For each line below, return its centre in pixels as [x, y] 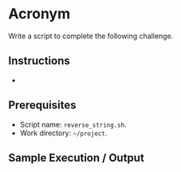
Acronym [39, 14]
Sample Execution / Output [77, 157]
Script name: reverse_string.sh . [73, 124]
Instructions [39, 61]
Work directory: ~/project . [63, 133]
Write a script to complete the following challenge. [91, 36]
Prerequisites [42, 106]
